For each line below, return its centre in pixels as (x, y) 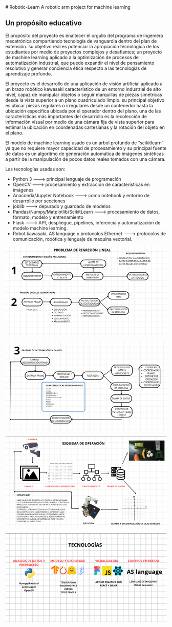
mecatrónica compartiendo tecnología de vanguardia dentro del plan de (81, 41)
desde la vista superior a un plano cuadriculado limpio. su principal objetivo (85, 100)
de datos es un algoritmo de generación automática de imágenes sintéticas (85, 154)
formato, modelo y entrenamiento (48, 217)
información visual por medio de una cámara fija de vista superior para (80, 122)
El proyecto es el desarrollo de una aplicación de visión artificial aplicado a (84, 84)
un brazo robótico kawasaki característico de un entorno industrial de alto (83, 89)
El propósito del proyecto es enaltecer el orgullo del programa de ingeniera (84, 35)
